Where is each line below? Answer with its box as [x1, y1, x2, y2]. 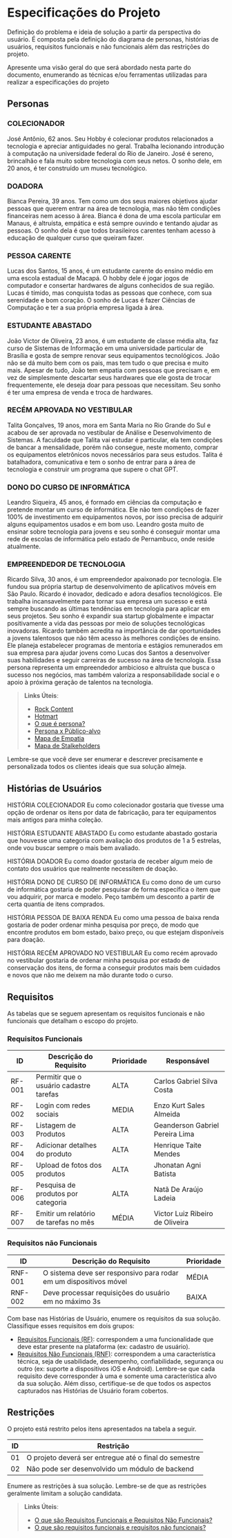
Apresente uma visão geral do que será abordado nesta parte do [7, 63, 191, 71]
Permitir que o [35, 1072, 82, 1082]
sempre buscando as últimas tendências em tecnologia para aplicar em [7, 604, 211, 613]
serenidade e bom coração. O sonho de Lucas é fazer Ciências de [7, 296, 195, 305]
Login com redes [35, 1101, 91, 1110]
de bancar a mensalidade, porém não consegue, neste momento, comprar [7, 443, 219, 451]
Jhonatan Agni [153, 1161, 202, 1170]
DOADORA [7, 181, 43, 191]
